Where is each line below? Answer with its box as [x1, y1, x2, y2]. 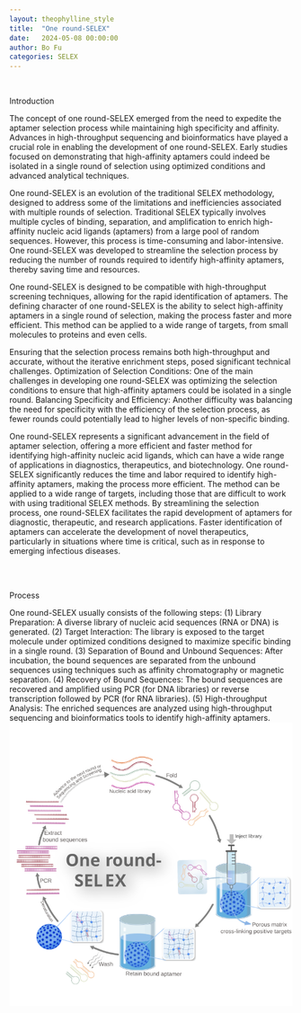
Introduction [9, 95, 55, 107]
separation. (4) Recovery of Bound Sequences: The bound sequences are [9, 674, 283, 685]
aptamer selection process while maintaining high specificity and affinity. [9, 122, 280, 134]
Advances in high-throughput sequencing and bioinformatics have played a [9, 132, 289, 143]
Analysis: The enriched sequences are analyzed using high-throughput [9, 703, 272, 714]
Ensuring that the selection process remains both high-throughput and [9, 347, 270, 358]
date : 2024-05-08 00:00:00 [9, 33, 119, 42]
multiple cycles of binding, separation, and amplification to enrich [9, 217, 252, 227]
